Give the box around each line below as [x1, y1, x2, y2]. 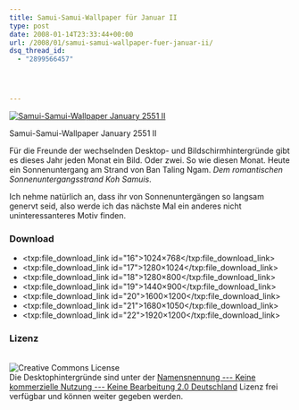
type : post [9, 21, 50, 30]
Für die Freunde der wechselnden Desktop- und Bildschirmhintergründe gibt [9, 145, 290, 156]
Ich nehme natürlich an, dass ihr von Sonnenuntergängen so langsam [9, 192, 265, 201]
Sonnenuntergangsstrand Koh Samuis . [9, 174, 152, 184]
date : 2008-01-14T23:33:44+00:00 [9, 30, 134, 38]
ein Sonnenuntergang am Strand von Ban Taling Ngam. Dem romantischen [9, 165, 284, 175]
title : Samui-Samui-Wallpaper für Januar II [9, 13, 178, 22]
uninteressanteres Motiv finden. [9, 210, 127, 220]
